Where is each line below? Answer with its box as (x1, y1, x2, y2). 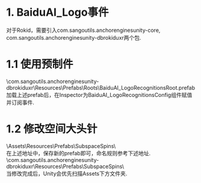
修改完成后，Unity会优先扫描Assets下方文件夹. (11, 170, 128, 177)
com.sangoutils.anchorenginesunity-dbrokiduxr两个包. (6, 34, 141, 41)
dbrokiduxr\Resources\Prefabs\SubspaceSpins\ (6, 163, 125, 170)
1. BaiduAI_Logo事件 (6, 5, 110, 19)
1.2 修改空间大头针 (6, 122, 97, 136)
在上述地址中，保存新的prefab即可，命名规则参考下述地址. (6, 149, 151, 157)
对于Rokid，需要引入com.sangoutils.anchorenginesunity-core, (6, 26, 161, 34)
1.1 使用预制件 (6, 58, 73, 71)
